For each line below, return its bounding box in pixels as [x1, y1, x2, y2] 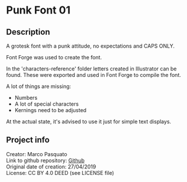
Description [6, 27, 50, 37]
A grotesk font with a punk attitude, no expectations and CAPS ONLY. [6, 42, 175, 49]
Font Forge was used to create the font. [6, 54, 102, 60]
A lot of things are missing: [6, 83, 71, 90]
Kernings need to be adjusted [14, 107, 87, 113]
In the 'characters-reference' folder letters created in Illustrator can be [6, 65, 177, 72]
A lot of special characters [14, 100, 79, 107]
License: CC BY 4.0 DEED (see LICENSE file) [6, 169, 114, 176]
